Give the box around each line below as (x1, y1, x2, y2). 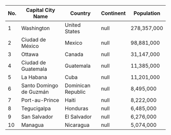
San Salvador (21, 113, 53, 120)
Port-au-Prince (21, 97, 60, 103)
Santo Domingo (21, 82, 59, 89)
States (65, 28, 80, 35)
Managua (21, 122, 44, 128)
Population (133, 10, 160, 17)
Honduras (65, 105, 89, 112)
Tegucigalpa (21, 105, 51, 112)
